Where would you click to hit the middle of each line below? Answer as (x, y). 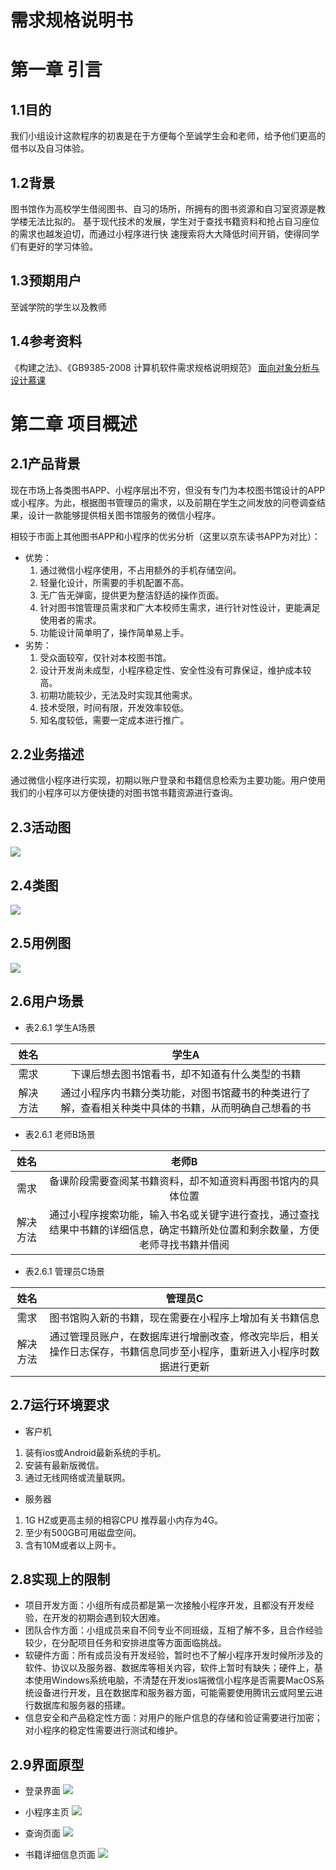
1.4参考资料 (46, 341)
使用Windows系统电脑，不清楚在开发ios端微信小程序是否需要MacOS (175, 1680)
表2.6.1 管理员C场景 (64, 1271)
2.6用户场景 (47, 1001)
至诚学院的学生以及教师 (58, 307)
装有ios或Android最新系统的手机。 (95, 1452)
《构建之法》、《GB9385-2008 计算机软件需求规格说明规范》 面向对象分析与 (165, 367)
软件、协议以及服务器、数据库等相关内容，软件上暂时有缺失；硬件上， (169, 1668)
